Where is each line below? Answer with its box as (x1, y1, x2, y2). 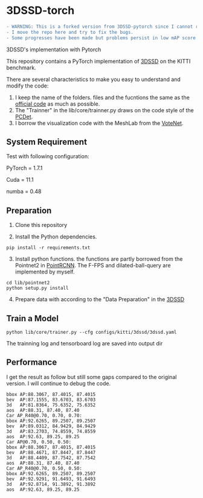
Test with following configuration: (6, 153, 89, 160)
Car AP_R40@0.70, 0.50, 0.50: (6, 465, 83, 471)
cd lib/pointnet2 (6, 280, 50, 286)
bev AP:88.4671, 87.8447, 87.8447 (6, 449, 96, 456)
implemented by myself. (14, 268, 75, 275)
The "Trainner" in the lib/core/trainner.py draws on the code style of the (14, 106, 195, 113)
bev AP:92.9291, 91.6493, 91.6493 (6, 476, 96, 482)
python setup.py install (6, 285, 69, 292)
